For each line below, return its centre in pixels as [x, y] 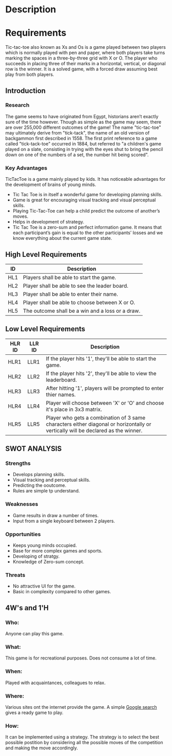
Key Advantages [26, 168]
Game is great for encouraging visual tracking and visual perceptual [84, 200]
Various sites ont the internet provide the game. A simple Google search [81, 707]
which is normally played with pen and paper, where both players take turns [85, 53]
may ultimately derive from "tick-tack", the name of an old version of [78, 133]
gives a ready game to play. [34, 712]
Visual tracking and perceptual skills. [51, 480]
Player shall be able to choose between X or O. [79, 303]
